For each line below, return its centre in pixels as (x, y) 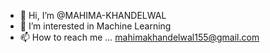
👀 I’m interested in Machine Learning (95, 26)
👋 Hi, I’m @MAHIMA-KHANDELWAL (93, 15)
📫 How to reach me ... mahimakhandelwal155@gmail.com (139, 37)
